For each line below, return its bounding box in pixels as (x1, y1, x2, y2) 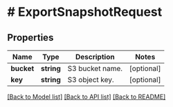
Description (75, 52, 116, 61)
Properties (7, 32, 54, 43)
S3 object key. (67, 75, 114, 84)
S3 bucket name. (67, 64, 123, 73)
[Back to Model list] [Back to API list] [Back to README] (7, 93, 166, 101)
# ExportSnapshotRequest (7, 4, 163, 20)
